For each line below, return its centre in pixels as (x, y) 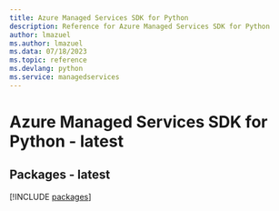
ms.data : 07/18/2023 (49, 52)
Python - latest (67, 141)
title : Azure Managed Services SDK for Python (99, 18)
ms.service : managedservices (65, 77)
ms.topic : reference (49, 60)
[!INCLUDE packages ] (50, 196)
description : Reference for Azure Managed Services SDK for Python (140, 26)
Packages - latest (60, 175)
